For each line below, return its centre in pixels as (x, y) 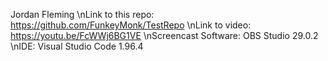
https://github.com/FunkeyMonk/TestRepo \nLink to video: (131, 25)
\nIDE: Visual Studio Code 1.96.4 (77, 46)
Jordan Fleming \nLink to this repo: (82, 14)
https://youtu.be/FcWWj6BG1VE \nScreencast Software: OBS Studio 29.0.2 (164, 35)
